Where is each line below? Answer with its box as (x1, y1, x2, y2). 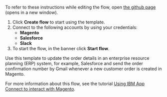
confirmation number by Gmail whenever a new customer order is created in (5, 66, 162, 72)
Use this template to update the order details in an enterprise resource (5, 55, 150, 61)
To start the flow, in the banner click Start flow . (12, 46, 110, 51)
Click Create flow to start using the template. (12, 19, 105, 25)
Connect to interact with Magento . (5, 86, 76, 92)
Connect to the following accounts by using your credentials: (12, 24, 138, 30)
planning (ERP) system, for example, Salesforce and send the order (5, 61, 144, 66)
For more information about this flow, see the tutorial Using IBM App (5, 81, 145, 87)
